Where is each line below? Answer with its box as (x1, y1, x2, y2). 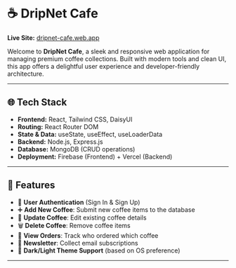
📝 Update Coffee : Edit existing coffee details (17, 213, 147, 222)
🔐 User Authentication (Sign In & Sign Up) (17, 198, 140, 206)
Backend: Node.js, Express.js (17, 138, 103, 146)
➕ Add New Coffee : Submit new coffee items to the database (17, 205, 195, 214)
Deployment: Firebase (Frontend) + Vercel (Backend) (17, 152, 173, 161)
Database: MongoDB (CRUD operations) (17, 145, 136, 153)
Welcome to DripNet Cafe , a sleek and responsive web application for (7, 47, 210, 55)
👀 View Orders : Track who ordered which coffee (17, 231, 159, 239)
